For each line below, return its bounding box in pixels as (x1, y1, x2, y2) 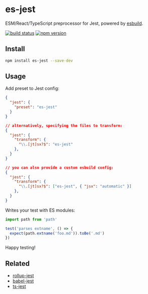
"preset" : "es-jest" (14, 105, 57, 110)
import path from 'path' (5, 217, 57, 222)
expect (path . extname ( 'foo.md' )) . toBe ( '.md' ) (10, 231, 105, 236)
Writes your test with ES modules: (5, 207, 76, 213)
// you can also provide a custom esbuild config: (5, 165, 114, 170)
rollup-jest (12, 273, 34, 279)
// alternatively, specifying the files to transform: (5, 123, 123, 128)
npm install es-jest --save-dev (5, 58, 73, 63)
